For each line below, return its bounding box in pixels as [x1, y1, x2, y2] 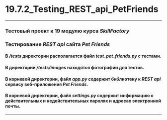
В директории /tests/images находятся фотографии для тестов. [5, 64, 144, 70]
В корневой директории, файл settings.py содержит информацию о [5, 93, 154, 99]
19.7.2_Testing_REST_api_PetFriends [5, 3, 159, 15]
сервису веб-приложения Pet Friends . [5, 81, 88, 87]
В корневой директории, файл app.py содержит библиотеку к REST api [5, 76, 161, 82]
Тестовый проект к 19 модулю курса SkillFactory [5, 27, 130, 34]
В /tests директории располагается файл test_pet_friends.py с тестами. [5, 53, 162, 59]
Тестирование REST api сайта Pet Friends [5, 41, 110, 48]
